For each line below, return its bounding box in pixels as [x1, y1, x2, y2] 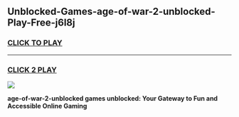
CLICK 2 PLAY [7, 65, 57, 74]
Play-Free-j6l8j [7, 17, 75, 29]
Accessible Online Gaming [7, 101, 87, 110]
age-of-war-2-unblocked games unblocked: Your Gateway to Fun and [7, 94, 218, 102]
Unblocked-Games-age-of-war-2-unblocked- [7, 6, 216, 18]
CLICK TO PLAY [7, 38, 63, 48]
